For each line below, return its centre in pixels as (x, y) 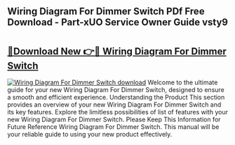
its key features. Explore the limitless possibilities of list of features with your (117, 112)
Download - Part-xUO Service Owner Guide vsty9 (117, 23)
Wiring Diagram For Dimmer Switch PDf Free (106, 12)
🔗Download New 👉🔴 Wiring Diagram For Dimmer (117, 51)
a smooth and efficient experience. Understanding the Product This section (116, 97)
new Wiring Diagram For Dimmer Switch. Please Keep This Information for (114, 119)
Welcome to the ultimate (182, 82)
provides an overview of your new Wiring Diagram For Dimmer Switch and (114, 105)
